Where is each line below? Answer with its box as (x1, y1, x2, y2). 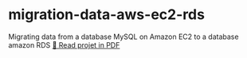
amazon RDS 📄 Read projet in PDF (8, 40, 120, 49)
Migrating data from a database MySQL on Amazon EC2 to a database (8, 32, 239, 41)
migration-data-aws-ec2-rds (8, 6, 206, 24)
